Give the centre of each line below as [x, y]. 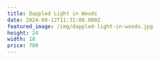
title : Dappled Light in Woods [52, 13]
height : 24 [23, 33]
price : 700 [23, 46]
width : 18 [21, 39]
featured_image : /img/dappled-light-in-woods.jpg [80, 26]
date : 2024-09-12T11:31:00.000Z [54, 20]
